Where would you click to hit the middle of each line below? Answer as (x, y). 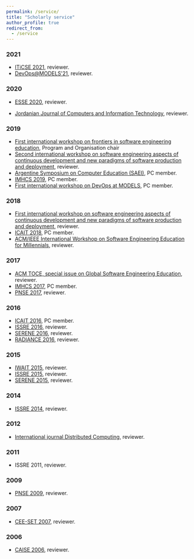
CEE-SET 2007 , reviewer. (45, 521)
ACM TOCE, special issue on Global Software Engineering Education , (98, 274)
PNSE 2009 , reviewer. (41, 493)
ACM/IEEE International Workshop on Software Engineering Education (99, 239)
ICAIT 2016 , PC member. (45, 320)
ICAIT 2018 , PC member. (45, 233)
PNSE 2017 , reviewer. (40, 292)
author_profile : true (33, 23)
